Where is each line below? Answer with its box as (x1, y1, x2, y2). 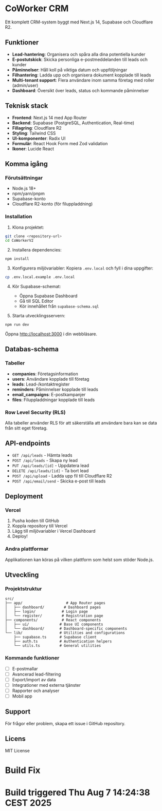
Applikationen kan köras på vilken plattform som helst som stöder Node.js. (5, 557, 154, 562)
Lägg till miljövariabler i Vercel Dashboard (12, 528, 96, 534)
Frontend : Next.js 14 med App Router (12, 115, 87, 120)
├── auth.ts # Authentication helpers (14, 639, 112, 644)
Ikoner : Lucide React (12, 146, 54, 152)
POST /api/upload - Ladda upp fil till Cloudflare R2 (12, 473, 112, 479)
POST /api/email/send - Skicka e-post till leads (12, 478, 106, 484)
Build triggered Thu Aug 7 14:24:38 (5, 787, 150, 798)
